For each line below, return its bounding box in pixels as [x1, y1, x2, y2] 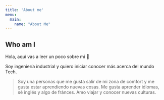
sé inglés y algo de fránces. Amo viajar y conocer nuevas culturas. [17, 89, 156, 95]
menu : [5, 12, 17, 17]
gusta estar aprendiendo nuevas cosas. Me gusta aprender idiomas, [17, 84, 159, 90]
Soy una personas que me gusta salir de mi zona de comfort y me [17, 79, 155, 85]
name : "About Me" [14, 21, 51, 27]
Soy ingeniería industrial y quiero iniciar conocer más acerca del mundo [5, 64, 155, 70]
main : [10, 17, 22, 22]
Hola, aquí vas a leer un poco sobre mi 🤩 [5, 54, 89, 60]
